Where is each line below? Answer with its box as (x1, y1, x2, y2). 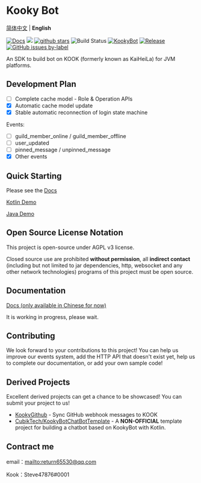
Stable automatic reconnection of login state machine (14, 109, 148, 116)
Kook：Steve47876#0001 (6, 471, 70, 478)
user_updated (14, 139, 49, 147)
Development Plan (6, 79, 76, 89)
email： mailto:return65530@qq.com (6, 458, 97, 466)
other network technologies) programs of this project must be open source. (6, 268, 194, 275)
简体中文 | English (6, 24, 51, 31)
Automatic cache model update (14, 102, 93, 109)
